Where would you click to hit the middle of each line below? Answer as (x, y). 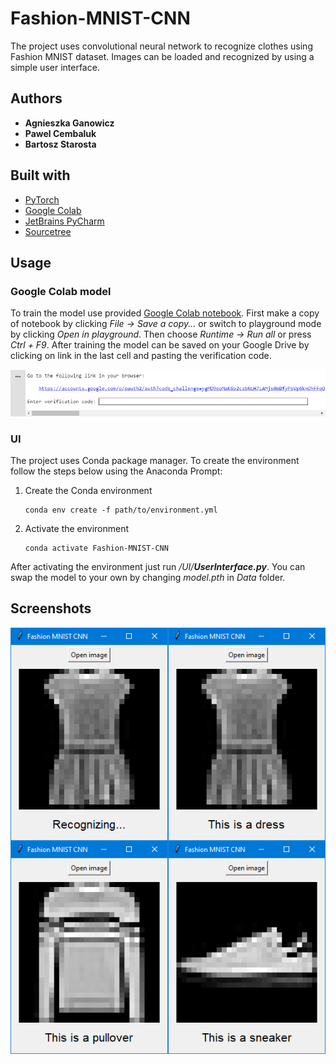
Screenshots (51, 608)
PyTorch (42, 199)
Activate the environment (77, 528)
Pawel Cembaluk (60, 133)
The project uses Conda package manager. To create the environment (155, 460)
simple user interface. (55, 67)
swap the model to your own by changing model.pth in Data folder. (148, 577)
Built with (40, 175)
